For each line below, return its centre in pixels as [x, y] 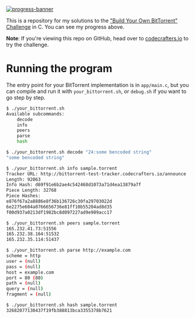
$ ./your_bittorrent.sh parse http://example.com [69, 250]
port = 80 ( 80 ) [25, 278]
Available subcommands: [35, 114]
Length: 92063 [24, 179]
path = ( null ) [24, 283]
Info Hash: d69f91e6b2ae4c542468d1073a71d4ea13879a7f [74, 185]
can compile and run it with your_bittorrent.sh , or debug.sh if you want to [96, 91]
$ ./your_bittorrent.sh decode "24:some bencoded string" [79, 152]
